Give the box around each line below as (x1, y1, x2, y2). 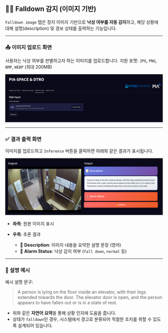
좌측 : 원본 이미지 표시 (12, 221, 54, 227)
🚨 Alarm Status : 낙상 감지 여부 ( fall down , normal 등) (19, 248, 127, 254)
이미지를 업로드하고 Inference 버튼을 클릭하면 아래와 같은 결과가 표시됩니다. (5, 147, 153, 154)
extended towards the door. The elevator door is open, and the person (17, 294, 162, 300)
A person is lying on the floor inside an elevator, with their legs (17, 289, 146, 295)
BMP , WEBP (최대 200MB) (5, 64, 52, 70)
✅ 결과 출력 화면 (5, 135, 41, 142)
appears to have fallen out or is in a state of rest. (17, 300, 117, 306)
